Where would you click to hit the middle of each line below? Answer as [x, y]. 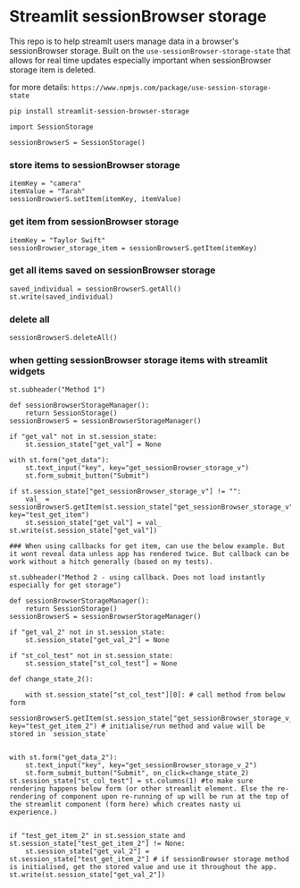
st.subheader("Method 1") [57, 390]
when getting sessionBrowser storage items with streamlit [138, 360]
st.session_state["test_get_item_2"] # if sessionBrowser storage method [150, 859]
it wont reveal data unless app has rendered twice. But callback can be [150, 554]
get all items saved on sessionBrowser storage [112, 270]
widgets [27, 371]
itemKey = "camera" [46, 184]
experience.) [33, 812]
